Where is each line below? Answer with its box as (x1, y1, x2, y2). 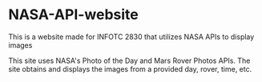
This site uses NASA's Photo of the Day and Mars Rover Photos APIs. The (8, 56, 251, 65)
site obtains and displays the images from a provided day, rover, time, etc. (8, 64, 252, 73)
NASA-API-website (8, 6, 139, 24)
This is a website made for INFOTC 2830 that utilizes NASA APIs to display (8, 32, 255, 41)
